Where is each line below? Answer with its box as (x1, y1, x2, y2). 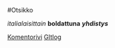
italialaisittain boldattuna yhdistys (7, 19, 109, 27)
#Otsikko (7, 6, 34, 14)
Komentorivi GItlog (7, 33, 62, 41)
